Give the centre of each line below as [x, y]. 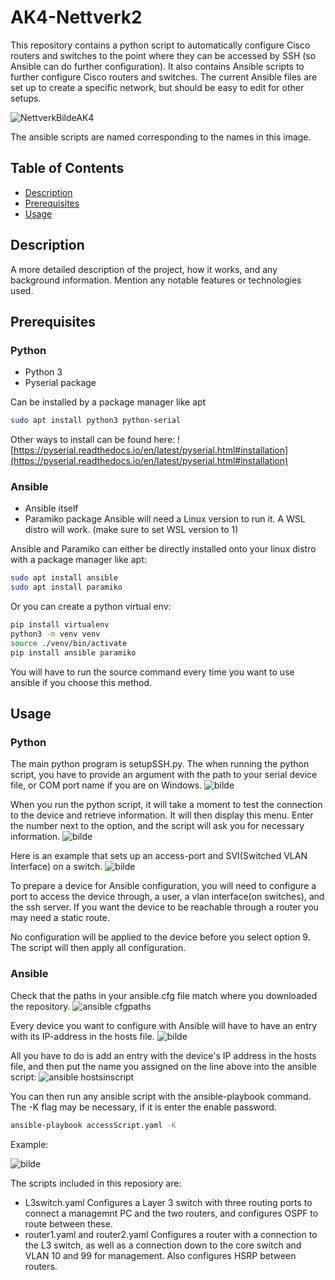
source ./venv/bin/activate [69, 643]
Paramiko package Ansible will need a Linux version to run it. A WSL [165, 519]
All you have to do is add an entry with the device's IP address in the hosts [163, 1055]
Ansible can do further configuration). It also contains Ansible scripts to [157, 66]
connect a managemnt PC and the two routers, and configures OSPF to [171, 1213]
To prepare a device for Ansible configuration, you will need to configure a [163, 886]
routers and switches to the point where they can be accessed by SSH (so [163, 55]
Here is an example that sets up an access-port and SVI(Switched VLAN [159, 856]
